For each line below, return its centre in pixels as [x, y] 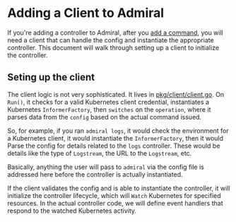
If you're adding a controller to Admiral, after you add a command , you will [116, 33]
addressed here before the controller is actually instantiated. [95, 174]
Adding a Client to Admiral [86, 13]
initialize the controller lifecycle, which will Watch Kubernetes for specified [114, 195]
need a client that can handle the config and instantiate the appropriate [111, 40]
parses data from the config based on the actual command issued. [105, 117]
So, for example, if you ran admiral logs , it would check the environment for [118, 130]
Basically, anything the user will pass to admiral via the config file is [106, 167]
